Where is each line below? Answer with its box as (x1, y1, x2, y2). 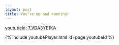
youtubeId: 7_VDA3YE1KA (5, 25, 57, 30)
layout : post (5, 7, 32, 12)
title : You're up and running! (5, 12, 69, 16)
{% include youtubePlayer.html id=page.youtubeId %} (5, 34, 115, 40)
